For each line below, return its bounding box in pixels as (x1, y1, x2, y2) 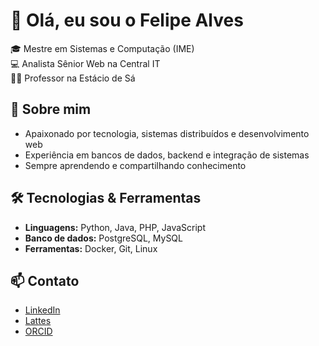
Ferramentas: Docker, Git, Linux (24, 242, 158, 254)
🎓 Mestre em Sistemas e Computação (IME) (10, 42, 195, 54)
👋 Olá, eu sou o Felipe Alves (10, 9, 244, 32)
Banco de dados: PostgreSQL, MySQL (24, 232, 183, 244)
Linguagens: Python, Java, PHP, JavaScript (24, 221, 207, 233)
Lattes (24, 315, 52, 327)
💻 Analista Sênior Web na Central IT (10, 57, 161, 69)
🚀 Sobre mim (10, 101, 92, 118)
